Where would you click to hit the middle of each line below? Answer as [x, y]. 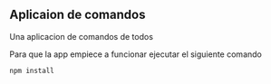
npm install [32, 70]
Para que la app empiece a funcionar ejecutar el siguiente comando [136, 54]
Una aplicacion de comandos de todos [82, 36]
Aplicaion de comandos [77, 15]
